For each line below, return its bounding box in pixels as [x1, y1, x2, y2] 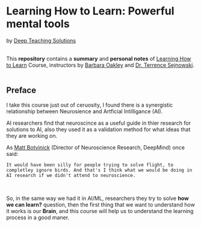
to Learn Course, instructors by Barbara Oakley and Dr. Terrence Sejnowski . [6, 61, 194, 69]
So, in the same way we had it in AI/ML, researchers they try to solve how [6, 194, 189, 202]
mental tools [6, 17, 70, 31]
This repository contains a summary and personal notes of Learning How [6, 55, 191, 62]
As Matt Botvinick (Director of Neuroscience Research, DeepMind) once [6, 143, 185, 151]
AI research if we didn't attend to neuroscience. [6, 172, 136, 178]
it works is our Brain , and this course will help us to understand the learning [6, 207, 194, 214]
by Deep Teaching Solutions [6, 37, 76, 44]
